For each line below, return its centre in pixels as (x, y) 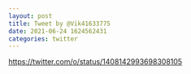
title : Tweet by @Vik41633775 (60, 24)
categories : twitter (43, 39)
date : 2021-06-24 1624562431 (58, 31)
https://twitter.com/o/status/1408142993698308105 (95, 62)
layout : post (30, 16)
